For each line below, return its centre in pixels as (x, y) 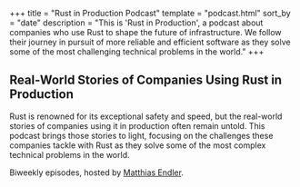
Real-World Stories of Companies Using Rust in (146, 80)
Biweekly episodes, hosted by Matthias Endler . (97, 172)
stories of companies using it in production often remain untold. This (137, 125)
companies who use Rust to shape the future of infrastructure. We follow (145, 32)
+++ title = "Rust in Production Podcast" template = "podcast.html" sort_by (150, 13)
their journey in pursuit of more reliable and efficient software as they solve (150, 42)
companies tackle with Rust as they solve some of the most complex (138, 145)
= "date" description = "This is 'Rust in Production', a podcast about (136, 23)
